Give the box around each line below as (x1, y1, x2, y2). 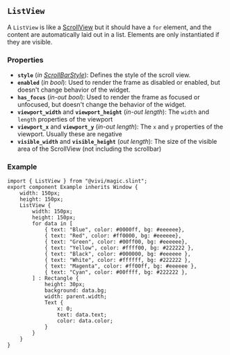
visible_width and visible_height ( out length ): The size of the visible (17, 138, 217, 146)
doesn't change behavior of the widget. (17, 85, 131, 94)
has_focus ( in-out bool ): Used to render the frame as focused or (17, 93, 200, 101)
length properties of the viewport (17, 115, 113, 124)
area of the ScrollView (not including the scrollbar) (17, 145, 162, 153)
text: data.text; (56, 311, 108, 319)
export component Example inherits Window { (7, 184, 138, 191)
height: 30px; (44, 281, 85, 288)
